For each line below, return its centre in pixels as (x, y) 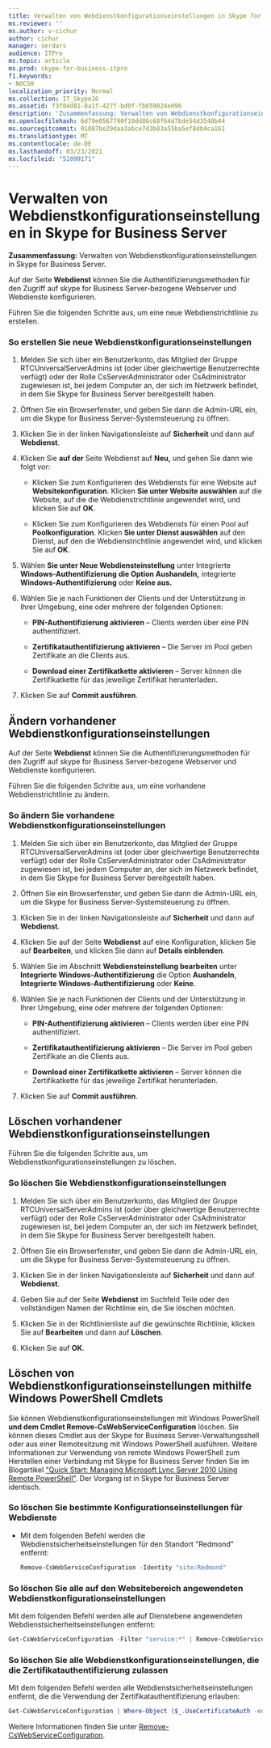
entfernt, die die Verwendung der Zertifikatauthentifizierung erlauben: (124, 1696)
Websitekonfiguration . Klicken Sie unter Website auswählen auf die (147, 491)
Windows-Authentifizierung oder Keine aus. (96, 582)
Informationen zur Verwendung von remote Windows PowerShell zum (124, 1452)
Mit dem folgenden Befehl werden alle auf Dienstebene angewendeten (126, 1615)
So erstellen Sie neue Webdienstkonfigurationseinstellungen (130, 342)
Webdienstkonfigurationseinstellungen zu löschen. (92, 1162)
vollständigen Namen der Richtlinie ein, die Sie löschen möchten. (128, 1308)
